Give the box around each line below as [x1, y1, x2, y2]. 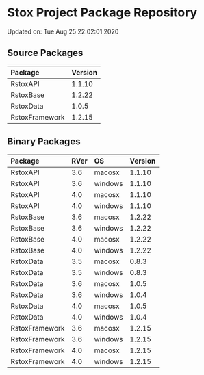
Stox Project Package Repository [7, 5, 198, 21]
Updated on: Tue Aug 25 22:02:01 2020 [7, 27, 119, 36]
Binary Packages [7, 135, 81, 148]
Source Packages [7, 47, 84, 59]
